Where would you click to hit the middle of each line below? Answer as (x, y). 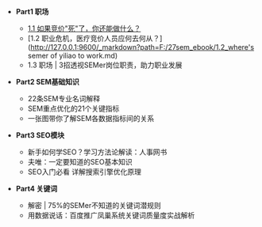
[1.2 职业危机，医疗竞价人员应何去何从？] (95, 38)
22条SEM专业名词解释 (64, 98)
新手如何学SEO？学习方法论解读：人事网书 (97, 152)
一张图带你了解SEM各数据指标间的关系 (91, 118)
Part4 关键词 (37, 189)
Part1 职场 (32, 11)
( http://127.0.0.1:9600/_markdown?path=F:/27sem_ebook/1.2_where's (141, 47)
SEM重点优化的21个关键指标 (73, 108)
